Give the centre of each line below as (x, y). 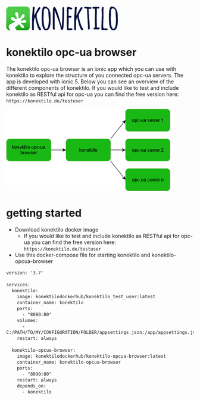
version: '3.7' (25, 273)
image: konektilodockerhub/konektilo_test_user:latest (86, 296)
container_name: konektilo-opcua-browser (69, 362)
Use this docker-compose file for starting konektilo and (82, 255)
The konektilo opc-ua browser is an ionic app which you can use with (91, 68)
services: (18, 285)
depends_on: (32, 386)
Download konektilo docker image (57, 229)
